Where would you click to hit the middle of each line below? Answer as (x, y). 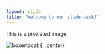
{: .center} (52, 45)
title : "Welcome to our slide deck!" (53, 17)
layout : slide (24, 11)
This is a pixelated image (36, 33)
